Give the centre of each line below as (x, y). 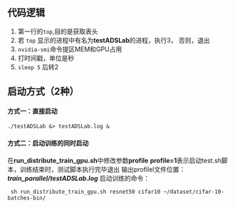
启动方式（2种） (43, 92)
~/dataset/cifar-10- (194, 192)
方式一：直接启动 (32, 111)
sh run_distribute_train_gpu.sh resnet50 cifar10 (85, 192)
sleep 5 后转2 (38, 67)
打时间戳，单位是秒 (46, 58)
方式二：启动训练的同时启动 (48, 143)
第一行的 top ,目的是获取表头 (58, 31)
